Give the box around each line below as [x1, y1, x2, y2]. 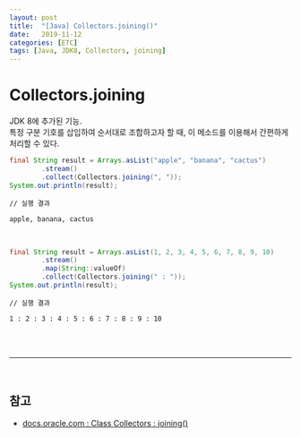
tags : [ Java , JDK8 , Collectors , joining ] [9, 47, 167, 56]
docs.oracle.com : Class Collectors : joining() [21, 417, 188, 428]
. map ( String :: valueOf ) [41, 264, 126, 273]
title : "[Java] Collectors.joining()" [9, 21, 159, 30]
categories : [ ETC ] [9, 38, 78, 47]
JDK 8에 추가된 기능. [9, 116, 82, 126]
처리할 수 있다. [9, 138, 60, 149]
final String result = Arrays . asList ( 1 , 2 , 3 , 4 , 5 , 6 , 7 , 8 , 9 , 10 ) [9, 247, 275, 256]
